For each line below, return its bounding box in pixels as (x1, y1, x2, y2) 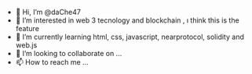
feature (15, 24, 39, 33)
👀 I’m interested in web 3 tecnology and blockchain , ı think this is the (15, 16, 239, 25)
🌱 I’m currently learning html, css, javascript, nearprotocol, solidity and (15, 32, 245, 41)
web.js (15, 41, 38, 50)
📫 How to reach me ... (15, 58, 89, 66)
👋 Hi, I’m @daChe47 (15, 8, 81, 16)
